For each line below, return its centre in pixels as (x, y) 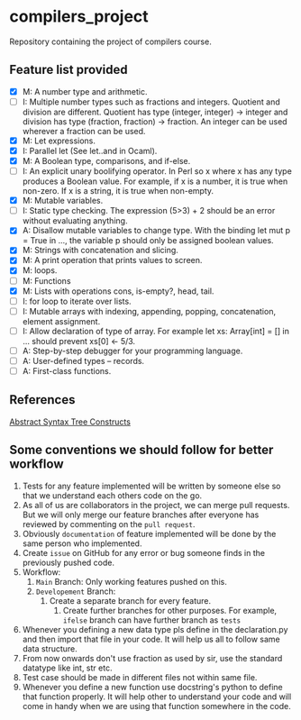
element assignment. (61, 321)
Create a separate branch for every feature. (130, 600)
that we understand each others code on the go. (112, 495)
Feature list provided (68, 70)
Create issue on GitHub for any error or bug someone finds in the (144, 552)
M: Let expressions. (59, 141)
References (42, 400)
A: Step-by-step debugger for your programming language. (132, 351)
